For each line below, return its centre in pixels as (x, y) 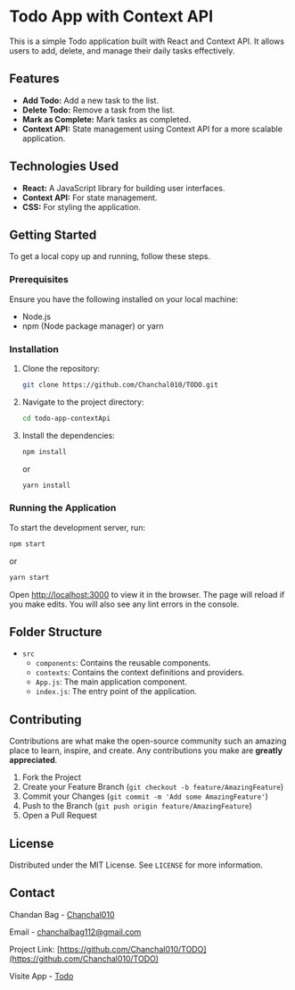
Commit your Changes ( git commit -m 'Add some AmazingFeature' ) (145, 796)
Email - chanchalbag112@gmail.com (75, 932)
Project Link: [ (35, 949)
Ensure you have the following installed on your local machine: (124, 299)
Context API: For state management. (90, 197)
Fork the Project (52, 777)
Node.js (37, 316)
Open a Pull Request (60, 816)
